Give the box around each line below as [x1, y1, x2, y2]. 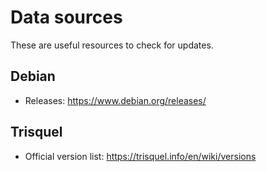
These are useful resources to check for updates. [10, 39, 214, 51]
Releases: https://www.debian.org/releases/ [24, 94, 207, 106]
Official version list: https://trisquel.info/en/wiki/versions [24, 150, 257, 162]
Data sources [10, 6, 123, 29]
